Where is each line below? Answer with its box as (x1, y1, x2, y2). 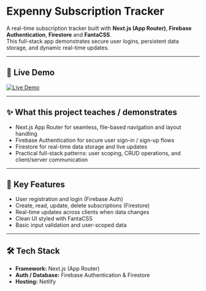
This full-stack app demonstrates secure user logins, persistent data (6, 37, 179, 45)
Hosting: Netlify (15, 278, 56, 285)
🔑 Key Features (6, 179, 66, 190)
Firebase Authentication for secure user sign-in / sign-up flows (15, 136, 175, 144)
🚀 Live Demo (6, 67, 55, 78)
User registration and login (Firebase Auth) (15, 196, 124, 203)
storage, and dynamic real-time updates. (6, 44, 109, 51)
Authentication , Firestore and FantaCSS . (6, 31, 112, 38)
